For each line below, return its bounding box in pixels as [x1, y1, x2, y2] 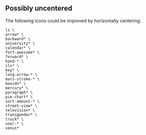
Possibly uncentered [5, 4, 73, 13]
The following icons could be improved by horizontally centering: [5, 17, 141, 23]
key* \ [5, 67, 19, 73]
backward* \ [5, 36, 31, 41]
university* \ [5, 41, 36, 46]
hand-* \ [5, 59, 24, 64]
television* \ [5, 107, 36, 113]
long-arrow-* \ [5, 72, 38, 77]
